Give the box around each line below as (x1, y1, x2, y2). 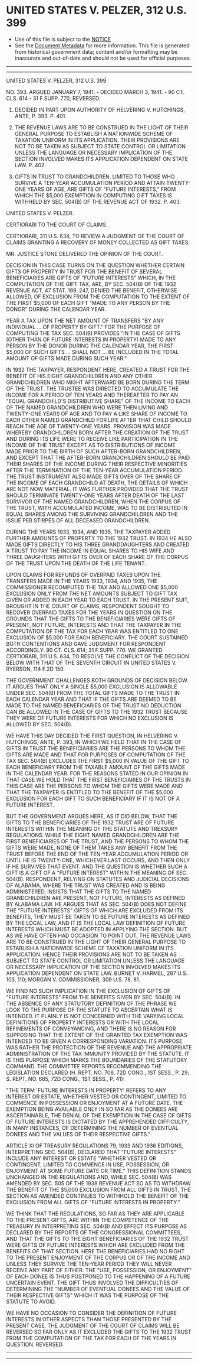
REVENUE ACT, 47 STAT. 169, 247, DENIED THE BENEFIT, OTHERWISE (6, 287, 177, 294)
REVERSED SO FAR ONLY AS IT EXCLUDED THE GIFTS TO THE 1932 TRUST (6, 1328, 192, 1335)
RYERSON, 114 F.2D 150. (6, 665, 65, 672)
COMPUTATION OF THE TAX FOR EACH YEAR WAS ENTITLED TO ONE (6, 628, 179, 635)
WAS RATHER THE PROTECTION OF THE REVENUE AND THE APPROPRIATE (6, 1044, 193, 1051)
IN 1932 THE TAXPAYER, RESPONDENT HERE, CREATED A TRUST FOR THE (6, 366, 190, 373)
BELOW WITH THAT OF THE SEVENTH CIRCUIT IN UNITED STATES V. (6, 659, 177, 666)
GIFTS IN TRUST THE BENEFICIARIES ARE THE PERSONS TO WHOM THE (6, 745, 186, 752)
